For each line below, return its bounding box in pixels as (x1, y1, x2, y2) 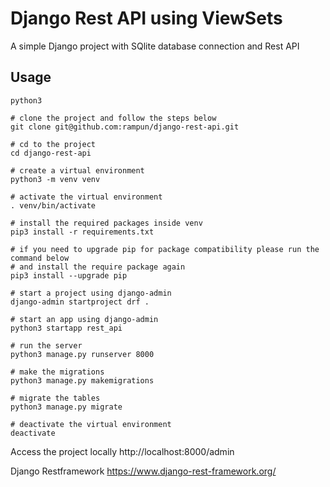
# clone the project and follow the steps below (10, 113, 217, 123)
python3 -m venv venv (10, 174, 101, 184)
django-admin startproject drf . (10, 297, 150, 307)
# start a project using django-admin (10, 288, 172, 298)
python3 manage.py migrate (10, 402, 123, 412)
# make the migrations (10, 367, 105, 377)
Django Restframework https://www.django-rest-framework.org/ (10, 465, 277, 477)
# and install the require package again (10, 262, 186, 272)
